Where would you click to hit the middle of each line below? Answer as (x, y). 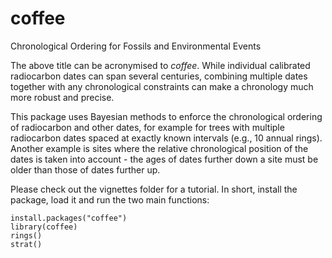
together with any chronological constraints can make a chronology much (162, 86)
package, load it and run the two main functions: (110, 199)
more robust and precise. (62, 97)
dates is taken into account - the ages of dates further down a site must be (164, 159)
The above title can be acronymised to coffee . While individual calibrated (160, 65)
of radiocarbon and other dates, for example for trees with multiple (147, 127)
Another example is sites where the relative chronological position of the (159, 148)
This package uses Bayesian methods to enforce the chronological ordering (166, 116)
